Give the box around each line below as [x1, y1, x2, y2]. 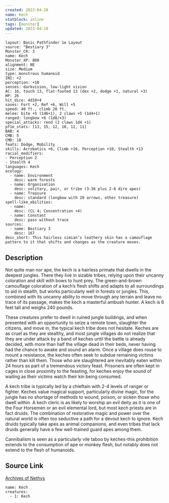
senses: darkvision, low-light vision [5, 85, 87, 90]
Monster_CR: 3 [5, 49, 35, 54]
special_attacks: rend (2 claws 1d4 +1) [5, 120, 92, 125]
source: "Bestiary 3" [5, 45, 51, 50]
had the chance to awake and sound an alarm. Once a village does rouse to [5, 346, 162, 353]
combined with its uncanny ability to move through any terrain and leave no [5, 293, 162, 299]
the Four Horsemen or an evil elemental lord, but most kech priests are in [5, 405, 157, 411]
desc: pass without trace [14, 217, 69, 223]
